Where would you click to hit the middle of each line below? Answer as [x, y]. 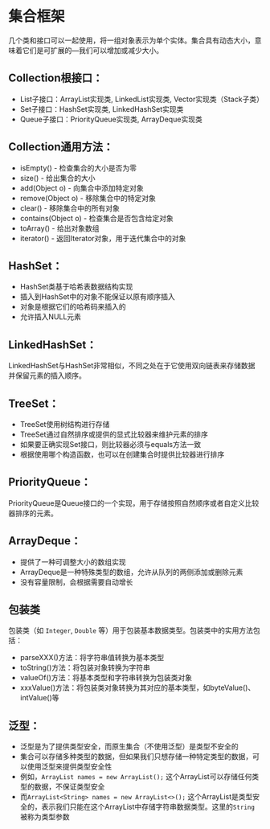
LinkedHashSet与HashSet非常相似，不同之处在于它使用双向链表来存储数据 [132, 366]
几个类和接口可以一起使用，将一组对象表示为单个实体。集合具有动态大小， [131, 40]
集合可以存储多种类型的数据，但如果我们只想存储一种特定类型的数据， [136, 757]
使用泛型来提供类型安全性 [70, 767]
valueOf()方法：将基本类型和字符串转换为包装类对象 [106, 678]
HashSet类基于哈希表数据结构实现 [76, 287]
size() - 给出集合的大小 [57, 178]
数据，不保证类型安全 [70, 787]
